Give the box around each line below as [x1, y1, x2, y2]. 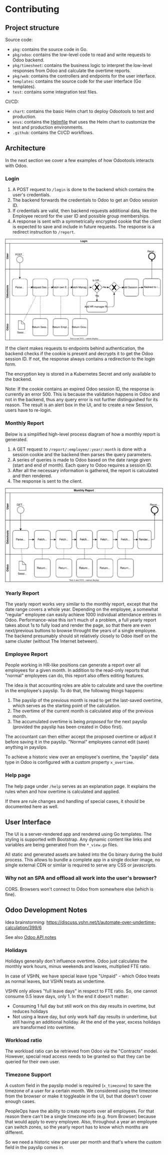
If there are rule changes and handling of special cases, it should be [5, 798, 145, 804]
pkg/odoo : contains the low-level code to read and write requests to [12, 52, 151, 58]
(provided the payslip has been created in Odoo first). [12, 724, 123, 730]
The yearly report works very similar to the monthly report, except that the [5, 601, 158, 607]
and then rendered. [12, 473, 52, 479]
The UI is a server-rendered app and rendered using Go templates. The [5, 831, 152, 837]
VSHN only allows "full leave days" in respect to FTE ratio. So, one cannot [5, 988, 157, 994]
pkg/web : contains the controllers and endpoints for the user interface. [12, 73, 156, 79]
